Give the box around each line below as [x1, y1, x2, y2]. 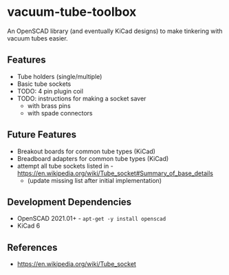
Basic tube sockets [17, 80, 72, 88]
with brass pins [27, 101, 71, 110]
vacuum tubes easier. [7, 34, 68, 42]
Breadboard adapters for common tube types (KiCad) [17, 154, 169, 162]
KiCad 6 [17, 221, 41, 230]
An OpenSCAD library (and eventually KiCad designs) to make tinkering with [7, 27, 223, 35]
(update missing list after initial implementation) [27, 176, 162, 184]
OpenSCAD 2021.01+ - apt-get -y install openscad [17, 214, 166, 223]
